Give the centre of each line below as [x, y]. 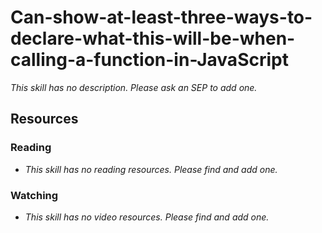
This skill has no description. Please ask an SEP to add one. [134, 87]
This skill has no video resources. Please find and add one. [147, 217]
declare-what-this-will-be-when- [153, 38]
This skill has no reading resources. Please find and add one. [151, 169]
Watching [34, 195]
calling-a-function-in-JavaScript [149, 60]
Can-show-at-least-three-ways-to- [161, 17]
